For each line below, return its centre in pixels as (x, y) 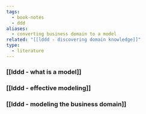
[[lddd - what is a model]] (44, 71)
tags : (13, 12)
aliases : (17, 28)
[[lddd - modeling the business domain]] (66, 104)
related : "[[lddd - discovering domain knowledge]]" (74, 40)
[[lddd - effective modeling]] (49, 88)
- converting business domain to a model (64, 34)
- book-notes (28, 17)
